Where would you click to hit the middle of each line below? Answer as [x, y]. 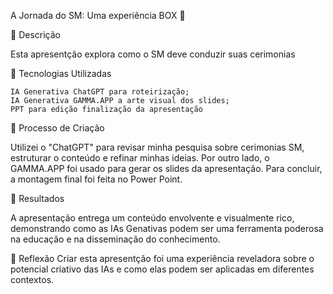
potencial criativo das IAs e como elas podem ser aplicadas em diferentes [162, 269]
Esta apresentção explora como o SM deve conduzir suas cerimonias [153, 54]
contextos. [32, 279]
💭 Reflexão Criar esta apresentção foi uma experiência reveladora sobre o [162, 258]
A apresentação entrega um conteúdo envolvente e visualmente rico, [152, 218]
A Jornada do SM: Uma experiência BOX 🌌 [98, 15]
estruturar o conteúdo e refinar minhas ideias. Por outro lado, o [140, 158]
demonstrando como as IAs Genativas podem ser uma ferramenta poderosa [167, 228]
